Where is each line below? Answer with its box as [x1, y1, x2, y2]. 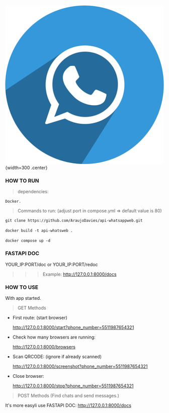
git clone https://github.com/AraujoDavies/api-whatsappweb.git [5, 218, 143, 223]
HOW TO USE [5, 284, 39, 291]
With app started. [5, 295, 41, 301]
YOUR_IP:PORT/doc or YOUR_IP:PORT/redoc [5, 261, 98, 267]
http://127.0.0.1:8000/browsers [12, 344, 75, 350]
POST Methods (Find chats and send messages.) [17, 392, 120, 398]
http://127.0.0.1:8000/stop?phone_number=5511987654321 [12, 383, 134, 389]
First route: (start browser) [12, 314, 68, 320]
